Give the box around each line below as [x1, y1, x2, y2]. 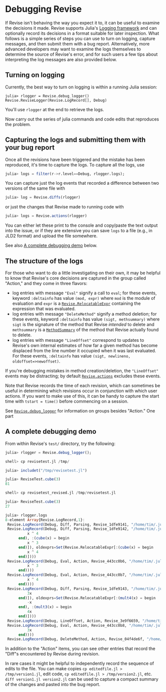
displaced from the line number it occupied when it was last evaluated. [12, 348, 157, 354]
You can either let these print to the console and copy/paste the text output [5, 222, 158, 228]
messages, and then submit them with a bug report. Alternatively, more [5, 41, 150, 46]
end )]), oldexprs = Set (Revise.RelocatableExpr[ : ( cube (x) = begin [18, 545, 154, 550]
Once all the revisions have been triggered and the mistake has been [5, 157, 145, 163]
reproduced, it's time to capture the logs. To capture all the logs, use [5, 162, 145, 167]
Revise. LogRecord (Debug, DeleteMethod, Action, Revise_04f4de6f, [7, 637, 145, 642]
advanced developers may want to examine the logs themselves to [5, 46, 141, 52]
